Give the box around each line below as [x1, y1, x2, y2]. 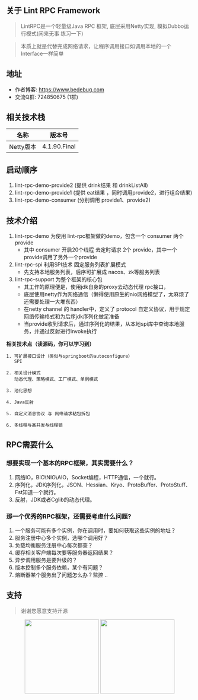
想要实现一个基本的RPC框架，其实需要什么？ [6, 459, 135, 467]
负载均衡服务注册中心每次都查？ [14, 542, 93, 549]
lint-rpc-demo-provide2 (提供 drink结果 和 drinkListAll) [14, 182, 148, 189]
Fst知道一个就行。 [14, 488, 59, 495]
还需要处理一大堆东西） [23, 298, 81, 306]
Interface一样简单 [20, 50, 64, 57]
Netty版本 [9, 143, 37, 151]
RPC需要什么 [6, 440, 53, 450]
